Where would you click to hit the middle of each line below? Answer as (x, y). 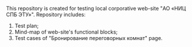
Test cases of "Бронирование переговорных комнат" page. (88, 38)
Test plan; (27, 26)
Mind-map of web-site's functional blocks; (66, 32)
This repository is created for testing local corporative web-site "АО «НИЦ (96, 8)
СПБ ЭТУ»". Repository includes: (46, 15)
